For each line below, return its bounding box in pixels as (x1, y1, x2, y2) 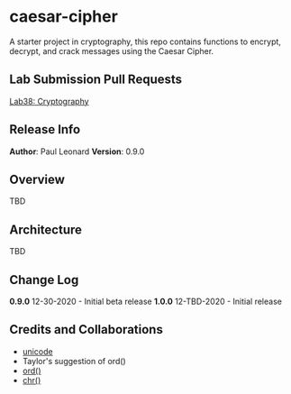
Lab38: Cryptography (9, 96, 89, 106)
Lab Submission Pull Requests (9, 72, 183, 87)
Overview (9, 171, 66, 187)
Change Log (9, 272, 79, 288)
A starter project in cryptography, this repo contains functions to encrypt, (9, 36, 282, 47)
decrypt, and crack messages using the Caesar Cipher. (9, 45, 214, 56)
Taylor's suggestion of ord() (22, 355, 126, 366)
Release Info (9, 122, 81, 137)
